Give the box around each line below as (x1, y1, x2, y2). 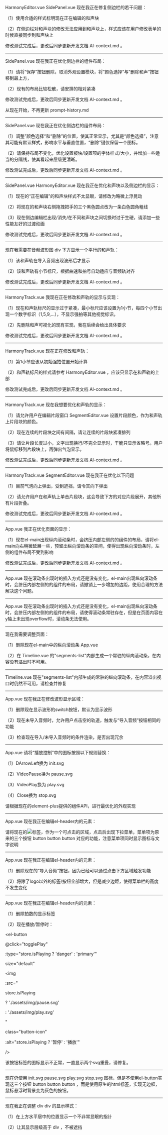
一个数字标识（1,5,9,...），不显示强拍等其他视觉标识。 (9, 311, 118, 317)
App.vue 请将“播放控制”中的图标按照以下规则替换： (5, 750, 111, 755)
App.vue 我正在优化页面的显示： (5, 526, 72, 532)
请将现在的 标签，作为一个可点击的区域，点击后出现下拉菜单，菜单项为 (5, 829, 155, 835)
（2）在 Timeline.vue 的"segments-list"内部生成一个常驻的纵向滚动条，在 (5, 653, 156, 658)
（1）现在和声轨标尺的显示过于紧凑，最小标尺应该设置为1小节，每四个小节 (5, 305, 158, 311)
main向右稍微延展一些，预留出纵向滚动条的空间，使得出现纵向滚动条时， (5, 543, 155, 549)
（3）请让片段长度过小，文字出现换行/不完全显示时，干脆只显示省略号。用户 (5, 440, 163, 446)
